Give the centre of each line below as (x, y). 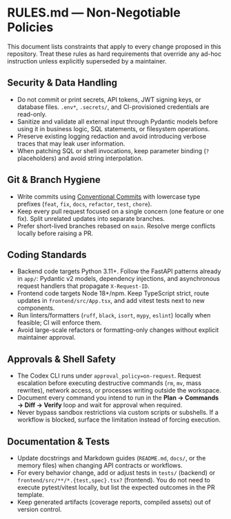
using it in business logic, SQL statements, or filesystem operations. (113, 128)
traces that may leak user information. (71, 144)
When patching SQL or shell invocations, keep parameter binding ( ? (113, 150)
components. (36, 308)
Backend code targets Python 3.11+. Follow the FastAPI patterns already (119, 271)
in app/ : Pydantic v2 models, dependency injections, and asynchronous (119, 279)
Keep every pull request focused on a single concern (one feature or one (120, 211)
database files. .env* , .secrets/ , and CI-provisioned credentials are (113, 107)
